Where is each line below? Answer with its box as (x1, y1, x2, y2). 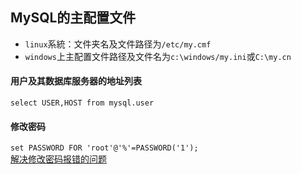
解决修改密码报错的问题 (10, 153, 107, 165)
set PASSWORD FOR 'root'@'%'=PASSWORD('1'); (10, 143, 199, 153)
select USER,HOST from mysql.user (10, 98, 155, 108)
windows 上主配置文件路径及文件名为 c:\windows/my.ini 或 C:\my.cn (24, 50, 292, 62)
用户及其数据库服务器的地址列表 (10, 75, 142, 87)
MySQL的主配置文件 (10, 9, 137, 27)
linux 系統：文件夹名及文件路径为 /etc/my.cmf (24, 38, 212, 50)
